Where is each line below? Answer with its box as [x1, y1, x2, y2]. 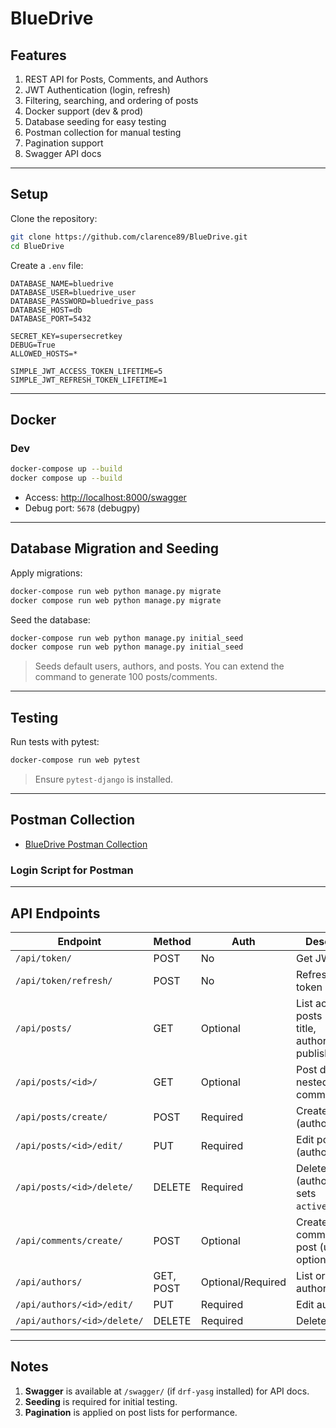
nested [296, 1075, 329, 1089]
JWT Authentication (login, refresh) [24, 84, 171, 96]
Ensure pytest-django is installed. [34, 773, 174, 785]
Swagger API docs [24, 148, 102, 159]
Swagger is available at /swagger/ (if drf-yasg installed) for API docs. [24, 1385, 310, 1397]
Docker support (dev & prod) [24, 105, 144, 117]
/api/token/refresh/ [15, 975, 113, 986]
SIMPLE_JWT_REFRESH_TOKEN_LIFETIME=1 [10, 375, 168, 385]
